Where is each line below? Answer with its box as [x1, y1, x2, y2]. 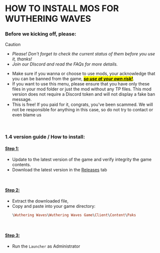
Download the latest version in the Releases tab [12, 167, 108, 172]
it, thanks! [12, 56, 32, 62]
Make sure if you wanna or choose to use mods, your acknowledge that [12, 71, 156, 77]
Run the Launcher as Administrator [12, 243, 80, 249]
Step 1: [5, 146, 19, 151]
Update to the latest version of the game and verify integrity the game [12, 156, 152, 162]
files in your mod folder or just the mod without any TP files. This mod [12, 86, 152, 92]
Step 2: [5, 187, 20, 193]
